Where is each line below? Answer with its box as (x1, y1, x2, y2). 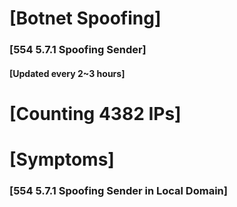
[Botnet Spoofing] (9, 7, 162, 30)
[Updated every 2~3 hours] (9, 67, 126, 79)
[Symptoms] (9, 148, 115, 171)
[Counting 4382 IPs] (9, 102, 182, 125)
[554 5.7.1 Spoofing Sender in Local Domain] (9, 184, 228, 197)
